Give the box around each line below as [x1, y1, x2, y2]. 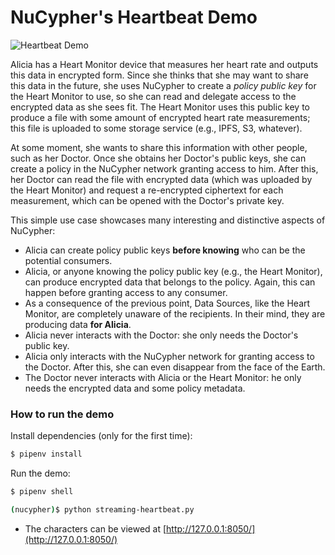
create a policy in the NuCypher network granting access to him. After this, [10, 162, 319, 175]
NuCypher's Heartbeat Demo [10, 6, 258, 29]
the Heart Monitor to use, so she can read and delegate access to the [10, 90, 297, 102]
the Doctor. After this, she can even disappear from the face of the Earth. [24, 361, 326, 373]
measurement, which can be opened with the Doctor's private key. [10, 194, 285, 206]
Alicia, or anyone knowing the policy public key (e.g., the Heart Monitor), [24, 265, 323, 277]
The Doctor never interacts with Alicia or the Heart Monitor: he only [24, 371, 302, 383]
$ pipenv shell [10, 487, 74, 497]
